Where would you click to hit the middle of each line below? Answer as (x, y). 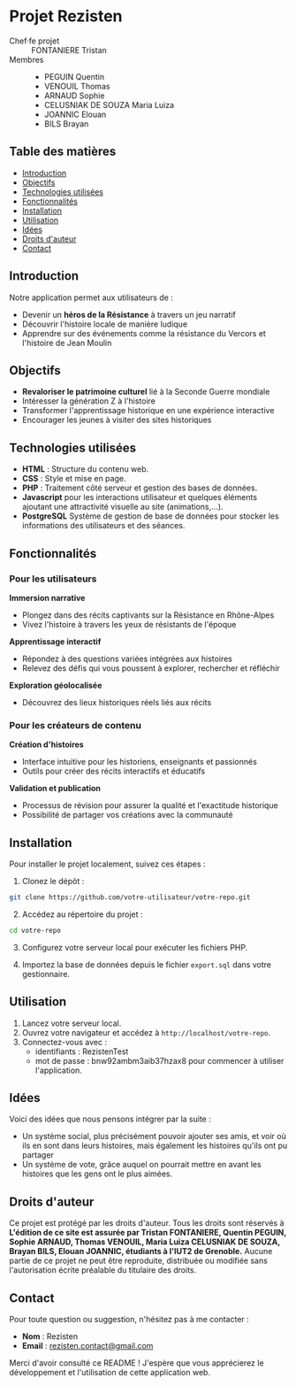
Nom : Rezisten (49, 1336)
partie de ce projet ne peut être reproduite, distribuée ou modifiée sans (138, 1261)
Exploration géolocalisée (56, 685)
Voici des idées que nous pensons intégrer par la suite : (110, 1119)
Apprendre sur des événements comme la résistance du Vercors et (144, 333)
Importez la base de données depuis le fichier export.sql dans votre (147, 964)
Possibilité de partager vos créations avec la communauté (127, 815)
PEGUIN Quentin (74, 76)
